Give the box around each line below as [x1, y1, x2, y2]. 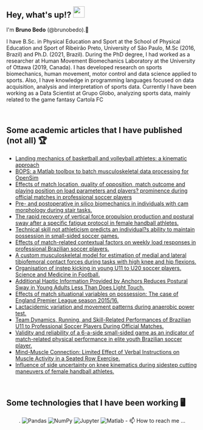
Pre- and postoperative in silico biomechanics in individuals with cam [15, 200, 188, 207]
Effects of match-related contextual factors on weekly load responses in [15, 238, 196, 246]
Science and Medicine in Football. [15, 271, 100, 278]
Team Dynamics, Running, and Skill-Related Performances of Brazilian [15, 316, 191, 323]
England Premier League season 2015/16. [15, 296, 119, 304]
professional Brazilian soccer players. [15, 245, 109, 252]
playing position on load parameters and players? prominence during [15, 186, 188, 194]
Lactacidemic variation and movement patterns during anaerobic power [15, 303, 194, 310]
